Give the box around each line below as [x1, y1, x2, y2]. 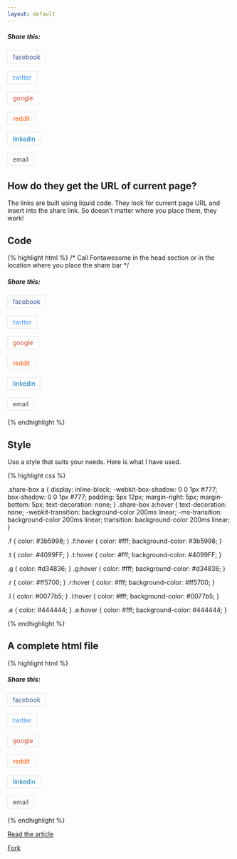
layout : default [7, 10, 56, 18]
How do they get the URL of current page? [7, 179, 197, 192]
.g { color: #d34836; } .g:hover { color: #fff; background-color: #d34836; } [7, 564, 226, 573]
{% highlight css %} [7, 471, 66, 480]
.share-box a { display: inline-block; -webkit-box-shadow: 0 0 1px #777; [7, 485, 218, 493]
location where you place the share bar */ [7, 261, 130, 270]
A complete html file [7, 640, 99, 652]
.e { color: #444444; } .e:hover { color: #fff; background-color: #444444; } [7, 606, 228, 614]
